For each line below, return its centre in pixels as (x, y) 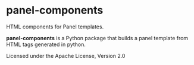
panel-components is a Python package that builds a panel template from (97, 38)
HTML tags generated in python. (46, 44)
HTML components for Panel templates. (55, 27)
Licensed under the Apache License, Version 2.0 (66, 56)
